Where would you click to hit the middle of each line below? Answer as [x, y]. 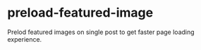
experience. [25, 39]
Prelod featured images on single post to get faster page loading [101, 32]
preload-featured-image [80, 13]
